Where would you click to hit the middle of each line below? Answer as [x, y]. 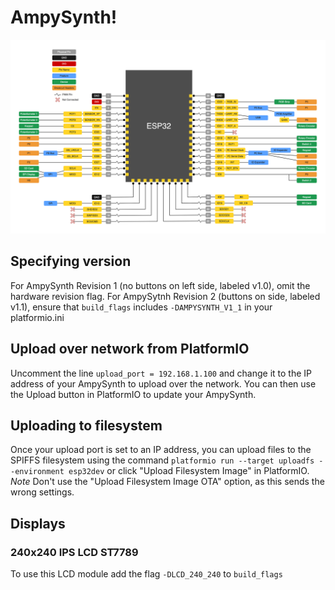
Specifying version [71, 261]
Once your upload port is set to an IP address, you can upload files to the [161, 450]
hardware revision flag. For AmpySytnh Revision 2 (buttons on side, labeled [165, 296]
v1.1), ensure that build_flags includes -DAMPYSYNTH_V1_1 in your [141, 307]
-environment [37, 472]
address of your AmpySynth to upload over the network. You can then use [163, 383]
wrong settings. [42, 492]
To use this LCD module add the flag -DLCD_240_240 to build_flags [146, 574]
